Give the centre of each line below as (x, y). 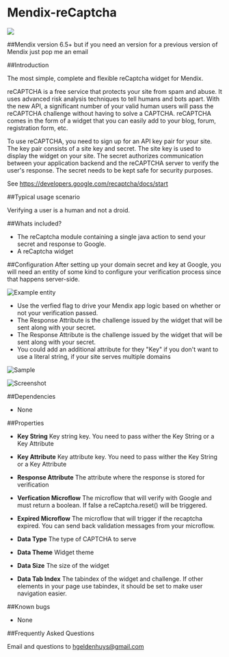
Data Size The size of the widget (63, 565)
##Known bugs (29, 606)
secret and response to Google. (62, 244)
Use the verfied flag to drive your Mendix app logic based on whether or (119, 306)
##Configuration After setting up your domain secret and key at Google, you (114, 264)
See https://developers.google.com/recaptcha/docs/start (88, 184)
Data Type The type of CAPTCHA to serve (77, 538)
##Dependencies (31, 396)
